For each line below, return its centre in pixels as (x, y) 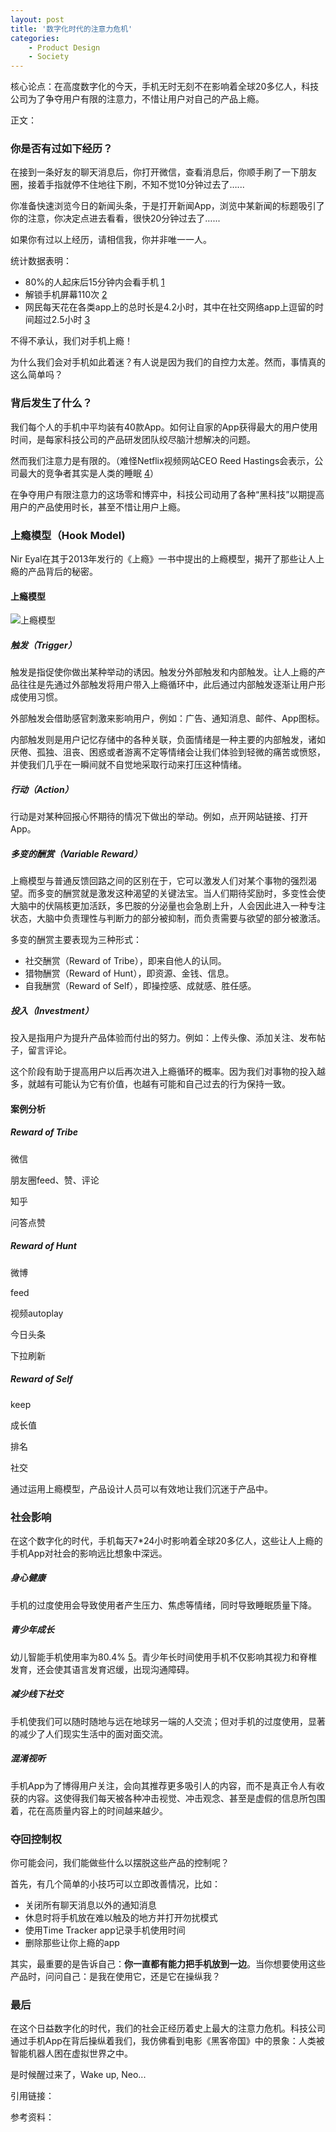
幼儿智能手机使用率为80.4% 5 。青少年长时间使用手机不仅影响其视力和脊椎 (164, 1657)
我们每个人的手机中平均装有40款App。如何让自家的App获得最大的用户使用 (164, 427)
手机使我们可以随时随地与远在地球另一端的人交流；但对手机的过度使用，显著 (168, 1721)
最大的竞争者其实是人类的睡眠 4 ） (88, 473)
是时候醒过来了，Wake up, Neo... (78, 2075)
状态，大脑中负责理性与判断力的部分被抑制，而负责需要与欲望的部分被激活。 (168, 918)
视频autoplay (37, 1313)
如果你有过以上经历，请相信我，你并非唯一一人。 (111, 240)
